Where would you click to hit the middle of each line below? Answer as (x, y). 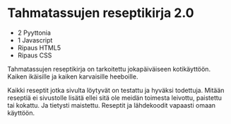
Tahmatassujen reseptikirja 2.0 (101, 13)
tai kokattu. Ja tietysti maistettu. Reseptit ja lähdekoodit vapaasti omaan (112, 105)
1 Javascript (35, 40)
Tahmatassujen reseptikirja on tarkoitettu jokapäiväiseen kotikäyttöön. (109, 69)
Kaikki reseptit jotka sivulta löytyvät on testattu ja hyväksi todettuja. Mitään (116, 90)
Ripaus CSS (35, 55)
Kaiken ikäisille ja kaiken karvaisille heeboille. (73, 77)
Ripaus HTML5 (39, 47)
